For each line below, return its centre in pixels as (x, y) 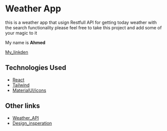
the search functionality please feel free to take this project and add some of (83, 27)
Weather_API (26, 118)
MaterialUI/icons (29, 90)
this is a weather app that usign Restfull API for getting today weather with (81, 22)
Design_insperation (32, 123)
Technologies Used (36, 68)
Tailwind (21, 85)
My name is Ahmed (25, 42)
